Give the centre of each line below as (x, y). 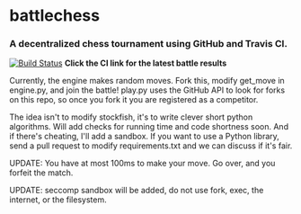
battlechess (55, 16)
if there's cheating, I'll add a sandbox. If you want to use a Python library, (145, 137)
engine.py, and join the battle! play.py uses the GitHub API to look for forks (147, 90)
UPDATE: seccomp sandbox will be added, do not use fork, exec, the (137, 191)
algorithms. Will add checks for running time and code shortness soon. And (149, 127)
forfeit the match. (41, 173)
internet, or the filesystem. (58, 200)
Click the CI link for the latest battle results (146, 63)
